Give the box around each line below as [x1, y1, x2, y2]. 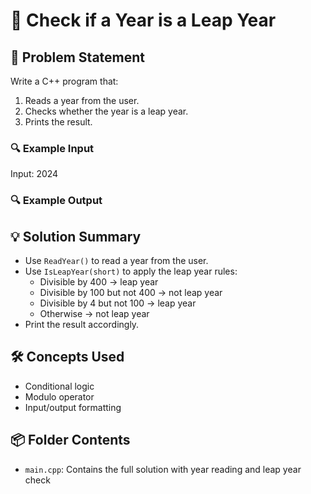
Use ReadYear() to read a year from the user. [24, 255, 209, 267]
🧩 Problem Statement [10, 49, 146, 66]
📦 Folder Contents [10, 432, 131, 449]
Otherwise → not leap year [39, 308, 150, 320]
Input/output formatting [24, 401, 122, 413]
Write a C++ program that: [10, 75, 119, 87]
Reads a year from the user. [24, 95, 140, 106]
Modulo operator [24, 390, 95, 403]
